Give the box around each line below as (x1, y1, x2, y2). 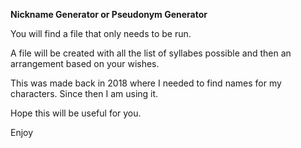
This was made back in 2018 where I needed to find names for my (10, 77, 282, 89)
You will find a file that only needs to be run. (10, 28, 192, 39)
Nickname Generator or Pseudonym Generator (10, 9, 208, 20)
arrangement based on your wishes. (10, 58, 160, 69)
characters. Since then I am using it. (10, 88, 159, 99)
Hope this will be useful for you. (10, 107, 142, 119)
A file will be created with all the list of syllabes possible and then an (10, 47, 292, 59)
